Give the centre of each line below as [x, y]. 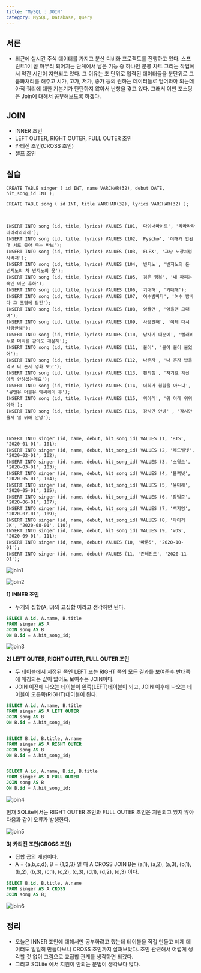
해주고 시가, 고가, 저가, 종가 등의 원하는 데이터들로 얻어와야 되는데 [118, 81]
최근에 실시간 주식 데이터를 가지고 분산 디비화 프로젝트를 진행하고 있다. [97, 59]
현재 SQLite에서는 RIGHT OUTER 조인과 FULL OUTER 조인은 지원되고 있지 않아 [100, 812]
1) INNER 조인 [22, 594]
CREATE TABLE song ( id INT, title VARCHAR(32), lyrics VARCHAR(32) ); [97, 204]
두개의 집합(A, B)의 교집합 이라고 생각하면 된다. [70, 607]
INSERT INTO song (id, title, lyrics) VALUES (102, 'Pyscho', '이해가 [94, 239]
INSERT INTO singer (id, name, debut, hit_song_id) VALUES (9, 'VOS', [96, 530]
